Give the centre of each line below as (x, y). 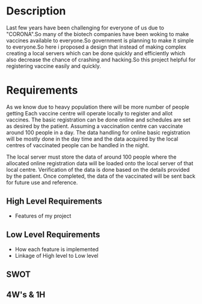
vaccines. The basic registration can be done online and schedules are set (98, 120)
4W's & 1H (26, 295)
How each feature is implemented (57, 249)
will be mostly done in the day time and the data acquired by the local (92, 139)
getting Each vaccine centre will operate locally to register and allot (90, 113)
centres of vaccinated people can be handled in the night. (78, 145)
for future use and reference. (42, 182)
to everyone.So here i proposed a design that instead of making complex (96, 47)
